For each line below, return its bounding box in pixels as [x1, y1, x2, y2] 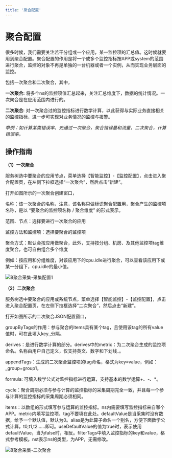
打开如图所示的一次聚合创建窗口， [5, 190, 77, 196]
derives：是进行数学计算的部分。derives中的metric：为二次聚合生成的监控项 [5, 341, 166, 348]
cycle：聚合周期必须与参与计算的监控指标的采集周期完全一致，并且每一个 [5, 387, 160, 393]
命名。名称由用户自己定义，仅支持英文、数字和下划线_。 [5, 348, 124, 354]
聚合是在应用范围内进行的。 [9, 96, 68, 102]
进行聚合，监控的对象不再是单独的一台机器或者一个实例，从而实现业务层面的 [5, 62, 166, 68]
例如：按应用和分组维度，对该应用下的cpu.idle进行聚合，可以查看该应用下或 [5, 257, 165, 264]
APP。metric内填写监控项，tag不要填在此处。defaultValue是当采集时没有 [5, 410, 159, 417]
